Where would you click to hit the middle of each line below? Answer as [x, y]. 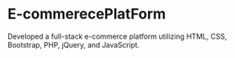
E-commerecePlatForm [87, 14]
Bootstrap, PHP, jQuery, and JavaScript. [74, 44]
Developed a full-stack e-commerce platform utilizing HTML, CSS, [117, 36]
